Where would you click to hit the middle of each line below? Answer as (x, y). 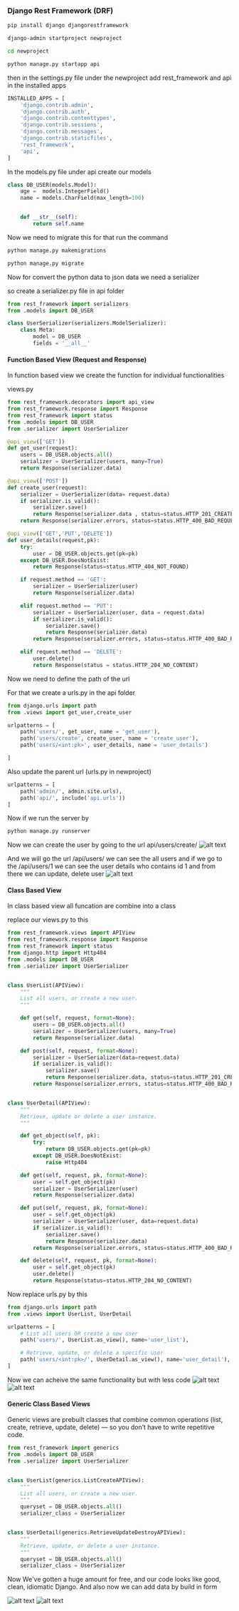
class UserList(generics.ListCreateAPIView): (76, 1480)
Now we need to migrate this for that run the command (88, 237)
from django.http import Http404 (57, 953)
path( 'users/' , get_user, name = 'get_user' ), (90, 732)
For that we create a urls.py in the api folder (71, 692)
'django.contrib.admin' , (57, 105)
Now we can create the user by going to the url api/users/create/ (102, 845)
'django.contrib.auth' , (55, 112)
